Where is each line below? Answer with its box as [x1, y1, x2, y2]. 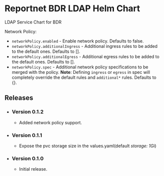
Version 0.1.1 [11, 132, 42, 138]
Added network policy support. [19, 119, 82, 125]
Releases [4, 94, 33, 102]
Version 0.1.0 [11, 155, 44, 162]
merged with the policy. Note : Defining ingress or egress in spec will [11, 69, 150, 75]
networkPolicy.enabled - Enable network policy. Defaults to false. [11, 38, 144, 44]
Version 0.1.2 [11, 109, 44, 115]
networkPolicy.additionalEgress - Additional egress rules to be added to [11, 53, 160, 59]
